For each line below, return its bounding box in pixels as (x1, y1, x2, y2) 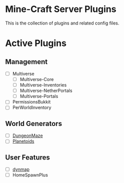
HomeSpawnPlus (12, 172, 48, 178)
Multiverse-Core (19, 76, 54, 82)
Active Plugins (5, 37, 66, 49)
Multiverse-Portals (19, 93, 58, 99)
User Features (5, 153, 50, 161)
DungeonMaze (12, 132, 43, 138)
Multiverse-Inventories (19, 82, 67, 88)
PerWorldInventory (12, 104, 51, 110)
